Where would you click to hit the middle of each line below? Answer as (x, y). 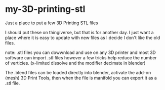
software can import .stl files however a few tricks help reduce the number (81, 57)
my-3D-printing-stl (45, 9)
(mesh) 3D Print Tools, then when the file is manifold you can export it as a (81, 78)
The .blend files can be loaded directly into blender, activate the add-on (78, 72)
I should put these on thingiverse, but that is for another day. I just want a (80, 32)
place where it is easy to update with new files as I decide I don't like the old (83, 38)
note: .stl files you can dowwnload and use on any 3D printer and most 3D (81, 52)
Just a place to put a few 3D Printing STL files (52, 23)
